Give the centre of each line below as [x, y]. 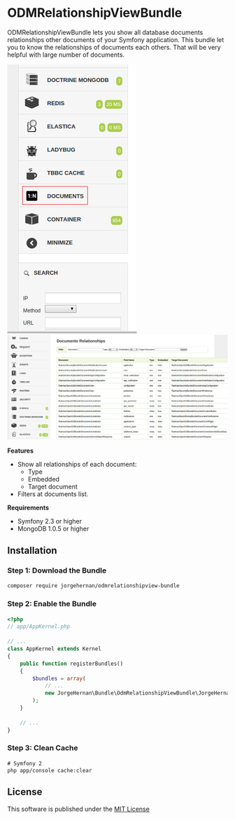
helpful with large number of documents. [66, 55]
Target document [53, 486]
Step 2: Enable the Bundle [52, 604]
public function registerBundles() [72, 664]
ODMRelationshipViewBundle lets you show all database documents [105, 32]
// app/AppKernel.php [39, 627]
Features [20, 451]
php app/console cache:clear [50, 770]
